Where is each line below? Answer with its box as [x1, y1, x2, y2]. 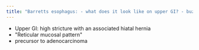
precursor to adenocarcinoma [14, 37, 88, 44]
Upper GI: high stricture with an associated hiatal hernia [14, 25, 151, 32]
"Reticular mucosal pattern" [14, 31, 83, 38]
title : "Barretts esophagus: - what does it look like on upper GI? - [6, 8, 184, 15]
